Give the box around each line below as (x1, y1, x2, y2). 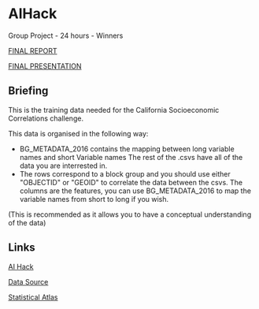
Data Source (8, 277, 49, 286)
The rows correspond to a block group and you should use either (19, 169, 231, 178)
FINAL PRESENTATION (8, 61, 82, 71)
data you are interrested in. (19, 161, 108, 170)
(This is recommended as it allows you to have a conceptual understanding (8, 210, 252, 219)
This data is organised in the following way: (8, 128, 149, 138)
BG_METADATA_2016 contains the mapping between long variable (19, 143, 235, 154)
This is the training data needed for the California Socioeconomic (8, 105, 220, 114)
